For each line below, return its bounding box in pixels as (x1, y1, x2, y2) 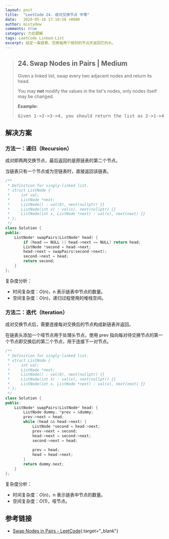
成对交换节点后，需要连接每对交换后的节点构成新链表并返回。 (5, 321, 134, 328)
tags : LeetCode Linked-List (5, 36, 65, 41)
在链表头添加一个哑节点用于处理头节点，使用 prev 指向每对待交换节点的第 (5, 332, 159, 338)
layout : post (5, 7, 33, 13)
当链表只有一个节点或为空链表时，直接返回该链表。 (5, 168, 111, 174)
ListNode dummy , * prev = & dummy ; (23, 410, 94, 415)
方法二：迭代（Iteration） (5, 309, 68, 316)
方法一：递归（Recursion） (5, 145, 72, 152)
